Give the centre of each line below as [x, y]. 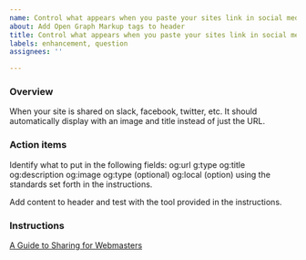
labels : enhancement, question [69, 43]
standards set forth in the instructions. [81, 184]
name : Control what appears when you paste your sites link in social [146, 18]
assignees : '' [36, 52]
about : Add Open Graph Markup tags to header [97, 26]
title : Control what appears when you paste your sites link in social [148, 35]
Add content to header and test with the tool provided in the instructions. [146, 202]
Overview [31, 92]
